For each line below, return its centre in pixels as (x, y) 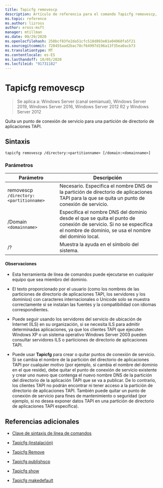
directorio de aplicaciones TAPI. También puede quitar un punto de (79, 391)
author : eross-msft (25, 28)
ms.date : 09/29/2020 (26, 37)
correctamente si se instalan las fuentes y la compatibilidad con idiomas (84, 304)
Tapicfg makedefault (33, 481)
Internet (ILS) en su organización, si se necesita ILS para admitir (76, 324)
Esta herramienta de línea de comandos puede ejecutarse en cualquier (83, 274)
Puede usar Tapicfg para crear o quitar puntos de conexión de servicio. (84, 355)
